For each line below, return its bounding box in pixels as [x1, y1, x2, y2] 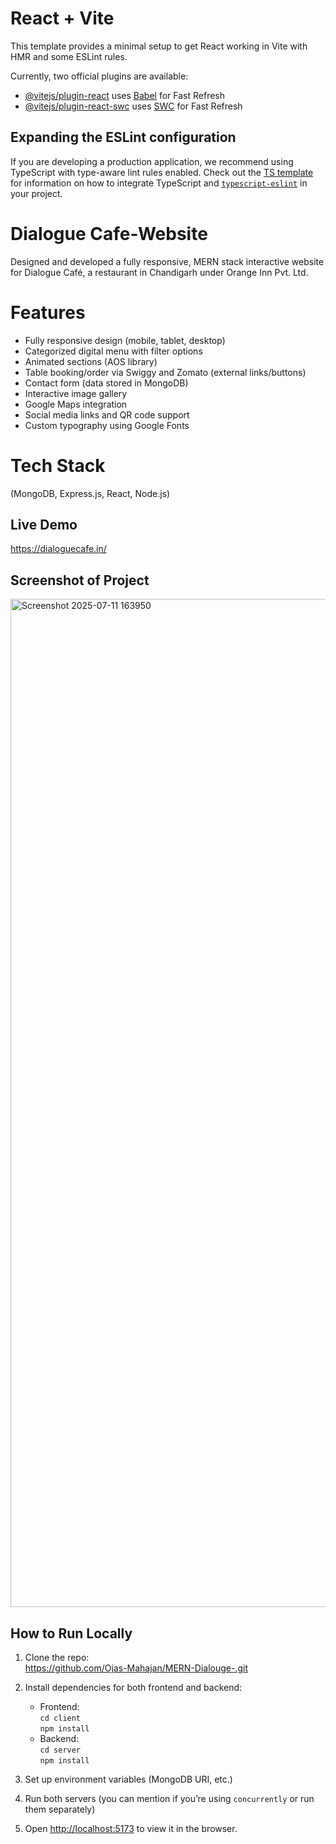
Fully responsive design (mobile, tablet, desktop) [24, 334, 226, 346]
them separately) [24, 1803, 96, 1815]
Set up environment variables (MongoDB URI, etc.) [24, 1773, 233, 1785]
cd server [39, 1745, 82, 1755]
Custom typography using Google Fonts [24, 419, 190, 431]
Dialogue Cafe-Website [10, 222, 208, 245]
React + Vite [10, 7, 115, 30]
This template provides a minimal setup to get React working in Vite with [10, 40, 308, 52]
